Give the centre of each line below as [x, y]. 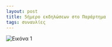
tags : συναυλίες [26, 22]
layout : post [22, 11]
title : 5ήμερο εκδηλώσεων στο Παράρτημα [56, 17]
